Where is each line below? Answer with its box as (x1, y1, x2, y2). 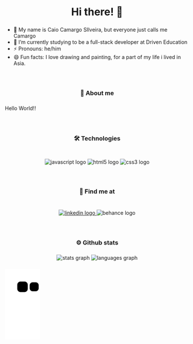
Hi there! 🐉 (71, 5, 123, 19)
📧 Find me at (79, 187, 115, 195)
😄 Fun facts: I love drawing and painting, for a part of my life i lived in (13, 54, 181, 61)
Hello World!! (5, 105, 36, 112)
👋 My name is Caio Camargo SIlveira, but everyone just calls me (13, 26, 168, 33)
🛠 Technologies (74, 134, 120, 142)
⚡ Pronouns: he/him (13, 45, 61, 52)
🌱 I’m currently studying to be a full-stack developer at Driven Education (13, 39, 188, 46)
